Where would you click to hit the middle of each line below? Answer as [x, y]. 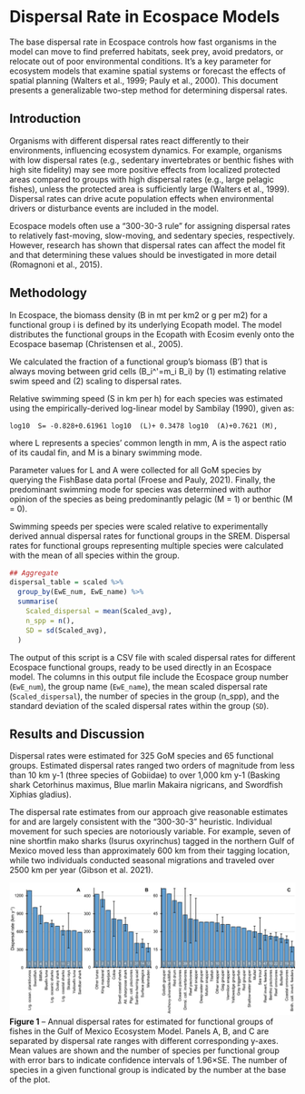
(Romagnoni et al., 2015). [56, 264]
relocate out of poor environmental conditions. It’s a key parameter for [140, 61]
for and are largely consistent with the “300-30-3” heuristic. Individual [141, 822]
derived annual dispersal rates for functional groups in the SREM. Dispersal [150, 536]
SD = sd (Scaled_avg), [66, 630]
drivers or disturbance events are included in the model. [114, 208]
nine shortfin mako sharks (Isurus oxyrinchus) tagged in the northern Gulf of [152, 841]
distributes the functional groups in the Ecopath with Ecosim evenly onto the [152, 334]
